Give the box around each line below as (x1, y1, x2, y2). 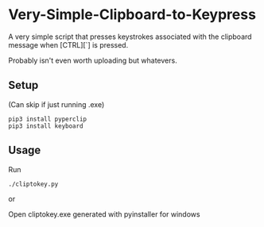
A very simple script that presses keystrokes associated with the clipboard (8, 32, 252, 41)
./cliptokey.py (8, 180, 59, 188)
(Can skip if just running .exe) (8, 99, 105, 109)
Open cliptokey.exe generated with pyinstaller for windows (8, 209, 200, 219)
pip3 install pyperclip (8, 115, 87, 123)
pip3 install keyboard (8, 121, 83, 130)
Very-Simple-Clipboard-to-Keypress (8, 6, 257, 24)
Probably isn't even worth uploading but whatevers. (8, 56, 177, 65)
